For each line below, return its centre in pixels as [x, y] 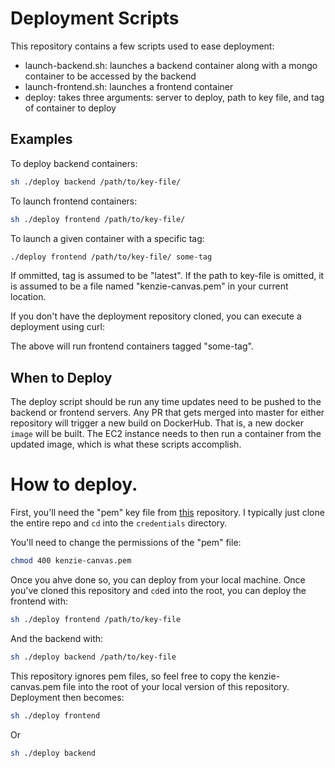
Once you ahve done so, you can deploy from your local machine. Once [158, 580]
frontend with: [39, 601]
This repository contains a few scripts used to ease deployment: [142, 46]
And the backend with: [57, 638]
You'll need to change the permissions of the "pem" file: [126, 543]
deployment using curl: [57, 327]
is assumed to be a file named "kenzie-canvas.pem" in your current [149, 286]
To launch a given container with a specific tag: [107, 238]
